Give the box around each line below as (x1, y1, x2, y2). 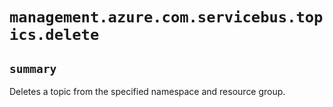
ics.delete (9, 26, 100, 45)
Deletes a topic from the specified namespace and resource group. (9, 86, 286, 97)
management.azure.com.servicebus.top (9, 8, 324, 27)
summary (9, 61, 57, 76)
